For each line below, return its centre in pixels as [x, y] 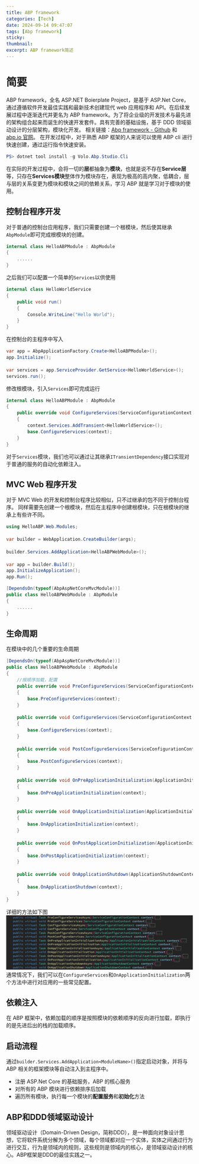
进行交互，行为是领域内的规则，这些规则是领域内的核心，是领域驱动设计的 [97, 1147]
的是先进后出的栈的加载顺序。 [42, 1025]
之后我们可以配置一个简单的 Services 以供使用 [61, 277]
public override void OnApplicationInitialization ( [82, 812]
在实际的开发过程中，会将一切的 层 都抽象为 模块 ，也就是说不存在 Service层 [96, 168]
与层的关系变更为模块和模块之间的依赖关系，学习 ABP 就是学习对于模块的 [96, 183]
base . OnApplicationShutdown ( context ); [75, 887]
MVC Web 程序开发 [41, 484]
